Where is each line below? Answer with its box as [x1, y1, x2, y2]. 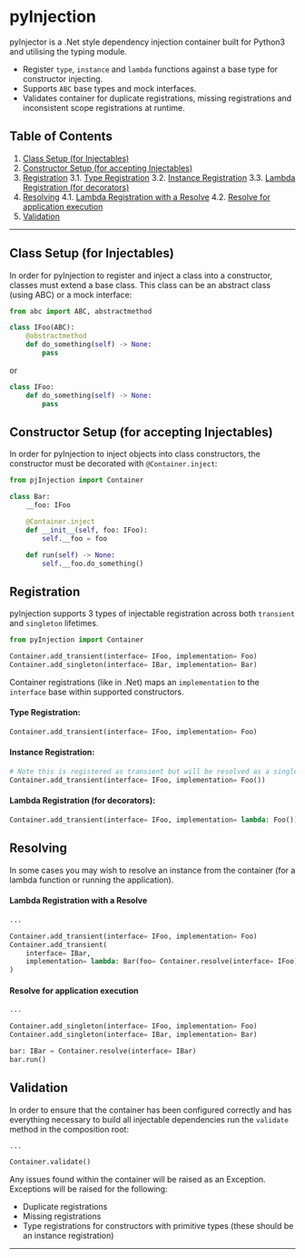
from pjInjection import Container [9, 475, 144, 485]
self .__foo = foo [42, 534, 107, 543]
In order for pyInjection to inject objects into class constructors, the [9, 448, 261, 460]
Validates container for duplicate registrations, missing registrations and [22, 93, 292, 104]
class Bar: [9, 493, 51, 502]
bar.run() [9, 1054, 47, 1064]
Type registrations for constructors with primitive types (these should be [22, 1221, 294, 1232]
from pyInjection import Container [9, 635, 144, 644]
